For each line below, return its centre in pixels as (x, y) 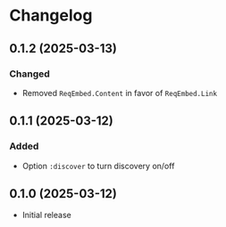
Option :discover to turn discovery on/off (98, 166)
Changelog (51, 16)
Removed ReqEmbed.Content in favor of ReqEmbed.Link (119, 93)
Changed (30, 74)
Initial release (46, 215)
